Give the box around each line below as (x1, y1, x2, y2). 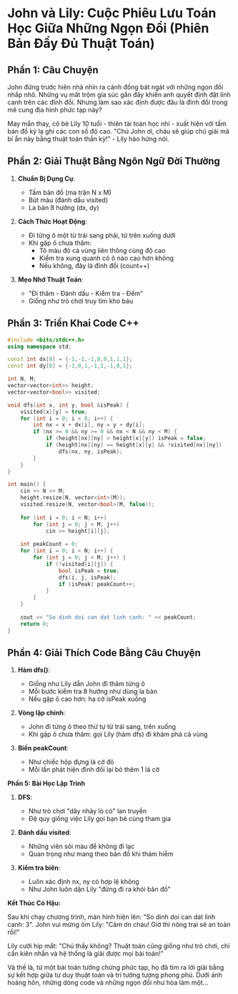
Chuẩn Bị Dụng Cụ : (17, 174, 75, 183)
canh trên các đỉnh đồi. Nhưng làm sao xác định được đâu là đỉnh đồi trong (7, 98, 228, 106)
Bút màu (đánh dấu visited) (28, 195, 109, 204)
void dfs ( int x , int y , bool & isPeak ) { (7, 402, 130, 409)
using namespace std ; (7, 343, 72, 350)
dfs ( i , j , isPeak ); (58, 574, 116, 581)
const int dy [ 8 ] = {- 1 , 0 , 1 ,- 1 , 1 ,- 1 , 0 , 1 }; (7, 362, 133, 369)
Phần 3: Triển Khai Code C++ (7, 317, 139, 329)
